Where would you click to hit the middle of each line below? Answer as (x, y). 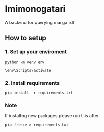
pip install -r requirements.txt (39, 93)
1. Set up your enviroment (36, 52)
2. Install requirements (32, 83)
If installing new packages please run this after (52, 116)
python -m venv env (25, 62)
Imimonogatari (35, 9)
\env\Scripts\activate (28, 70)
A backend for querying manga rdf (40, 22)
